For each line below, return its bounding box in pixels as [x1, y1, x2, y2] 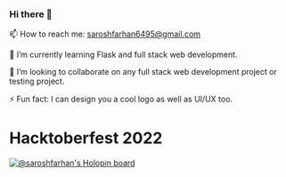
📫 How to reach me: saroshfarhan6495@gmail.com [9, 28, 201, 39]
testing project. [9, 76, 65, 87]
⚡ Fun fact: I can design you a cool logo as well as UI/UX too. [9, 93, 233, 105]
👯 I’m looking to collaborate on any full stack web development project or [9, 67, 278, 77]
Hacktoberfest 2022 [9, 128, 163, 149]
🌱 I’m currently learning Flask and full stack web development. [9, 49, 238, 60]
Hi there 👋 [9, 8, 53, 20]
